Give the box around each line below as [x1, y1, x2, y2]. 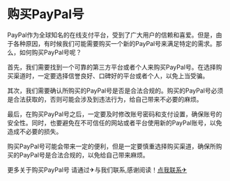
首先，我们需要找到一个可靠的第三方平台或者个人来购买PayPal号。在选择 [7, 63, 216, 71]
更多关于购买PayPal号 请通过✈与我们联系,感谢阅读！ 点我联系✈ [7, 165, 187, 174]
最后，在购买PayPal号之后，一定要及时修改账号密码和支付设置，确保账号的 [7, 109, 222, 118]
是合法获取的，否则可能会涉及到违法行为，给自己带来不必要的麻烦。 [7, 95, 203, 103]
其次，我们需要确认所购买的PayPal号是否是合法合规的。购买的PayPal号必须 [7, 86, 224, 95]
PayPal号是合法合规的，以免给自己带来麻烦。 [19, 150, 149, 159]
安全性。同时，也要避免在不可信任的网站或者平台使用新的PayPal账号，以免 [7, 118, 222, 127]
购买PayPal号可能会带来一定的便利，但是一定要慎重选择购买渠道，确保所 [7, 142, 216, 150]
